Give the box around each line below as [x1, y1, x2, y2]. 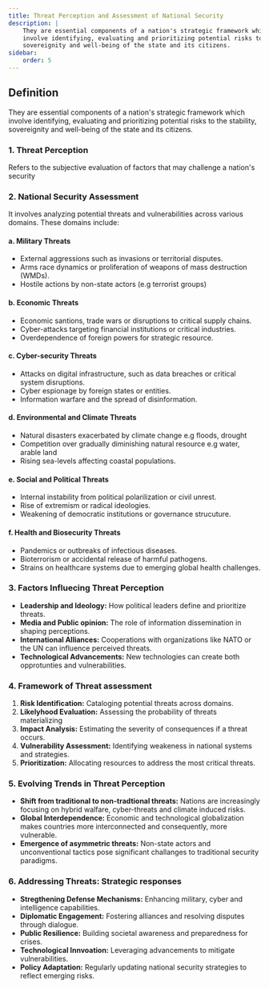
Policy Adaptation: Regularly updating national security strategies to [19, 962, 247, 972]
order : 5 [22, 57, 52, 65]
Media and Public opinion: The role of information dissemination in [19, 618, 242, 627]
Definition [8, 86, 58, 100]
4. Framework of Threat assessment [8, 680, 152, 692]
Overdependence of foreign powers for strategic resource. [19, 333, 214, 342]
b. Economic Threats [8, 298, 79, 308]
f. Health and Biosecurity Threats [8, 527, 121, 537]
